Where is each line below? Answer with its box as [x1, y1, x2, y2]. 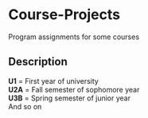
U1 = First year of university [8, 76, 99, 85]
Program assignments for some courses [8, 32, 140, 41]
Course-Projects [8, 6, 121, 24]
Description [8, 55, 68, 69]
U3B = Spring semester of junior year [8, 93, 131, 103]
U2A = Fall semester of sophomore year [8, 85, 140, 94]
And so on [8, 101, 42, 111]
